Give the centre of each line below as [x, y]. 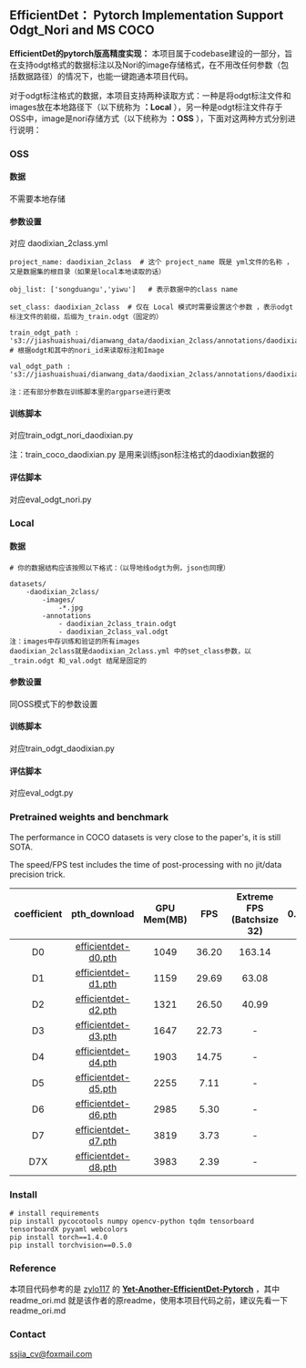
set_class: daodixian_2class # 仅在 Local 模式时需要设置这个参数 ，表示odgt [152, 307]
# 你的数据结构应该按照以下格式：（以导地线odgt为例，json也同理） [120, 568]
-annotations [67, 616]
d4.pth [103, 1062]
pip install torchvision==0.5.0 [71, 1245]
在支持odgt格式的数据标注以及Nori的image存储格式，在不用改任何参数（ [145, 65]
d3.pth [103, 1036]
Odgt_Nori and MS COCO [82, 31]
